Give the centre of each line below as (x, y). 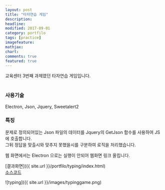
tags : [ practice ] (23, 38)
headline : (15, 24)
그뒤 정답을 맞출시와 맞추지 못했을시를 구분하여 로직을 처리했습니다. (70, 144)
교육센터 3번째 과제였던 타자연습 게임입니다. (48, 76)
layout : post (19, 10)
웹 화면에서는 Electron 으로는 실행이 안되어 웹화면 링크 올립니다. (67, 155)
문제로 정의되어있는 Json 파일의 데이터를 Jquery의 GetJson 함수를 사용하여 (79, 132)
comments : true (21, 56)
